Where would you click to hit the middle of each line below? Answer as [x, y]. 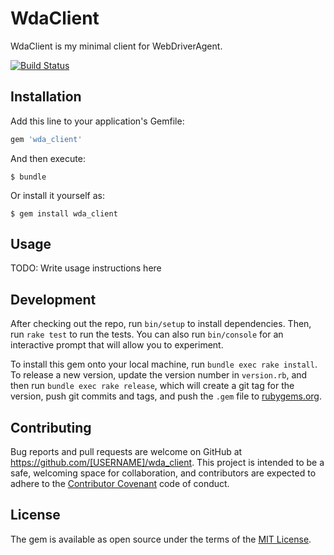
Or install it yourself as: [57, 195]
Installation [46, 97]
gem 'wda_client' [46, 139]
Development [53, 299]
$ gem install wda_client [64, 213]
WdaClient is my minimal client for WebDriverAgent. [116, 46]
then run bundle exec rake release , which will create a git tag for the [152, 386]
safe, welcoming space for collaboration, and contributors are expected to [163, 473]
